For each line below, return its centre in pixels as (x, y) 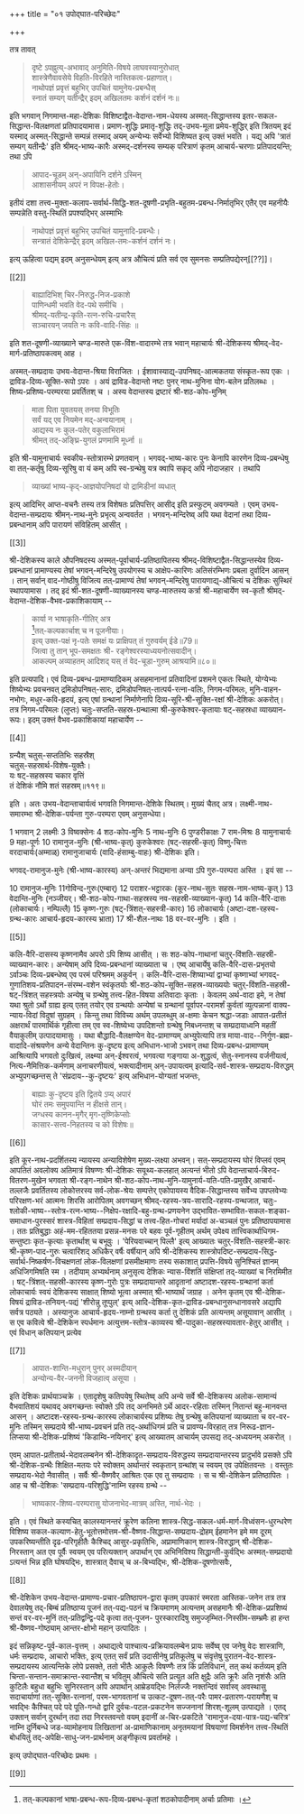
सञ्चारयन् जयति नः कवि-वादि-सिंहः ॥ (85, 325)
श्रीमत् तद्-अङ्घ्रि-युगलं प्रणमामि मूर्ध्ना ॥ (87, 440)
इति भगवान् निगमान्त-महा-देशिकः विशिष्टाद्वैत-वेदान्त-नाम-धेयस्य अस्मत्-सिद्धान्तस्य (125, 116)
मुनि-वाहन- (266, 689)
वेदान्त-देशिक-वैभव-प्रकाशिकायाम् (56, 601)
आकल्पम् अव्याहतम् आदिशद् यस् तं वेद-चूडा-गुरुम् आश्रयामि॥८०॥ (124, 661)
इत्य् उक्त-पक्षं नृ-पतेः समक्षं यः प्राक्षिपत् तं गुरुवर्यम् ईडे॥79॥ (115, 640)
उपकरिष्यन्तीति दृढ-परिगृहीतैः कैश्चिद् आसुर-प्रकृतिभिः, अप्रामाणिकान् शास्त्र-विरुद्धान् (125, 1542)
